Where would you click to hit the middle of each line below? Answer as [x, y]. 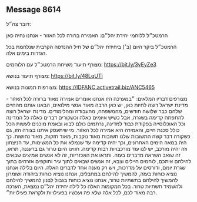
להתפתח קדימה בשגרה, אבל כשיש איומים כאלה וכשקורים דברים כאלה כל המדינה [95, 117]
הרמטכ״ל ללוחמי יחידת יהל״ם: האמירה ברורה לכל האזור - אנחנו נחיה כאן [87, 35]
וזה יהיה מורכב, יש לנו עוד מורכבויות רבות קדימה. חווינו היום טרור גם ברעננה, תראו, [97, 148]
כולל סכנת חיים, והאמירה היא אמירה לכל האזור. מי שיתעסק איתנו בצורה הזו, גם [93, 130]
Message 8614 [34, 10]
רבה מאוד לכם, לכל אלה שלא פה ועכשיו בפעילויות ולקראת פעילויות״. [82, 192]
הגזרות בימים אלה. [26, 53]
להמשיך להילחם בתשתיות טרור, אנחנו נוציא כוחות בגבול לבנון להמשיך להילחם [92, 180]
